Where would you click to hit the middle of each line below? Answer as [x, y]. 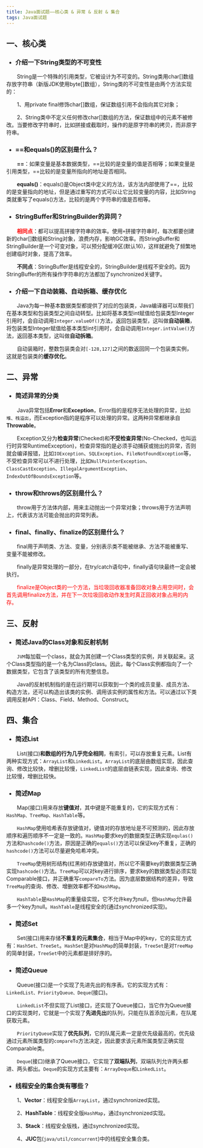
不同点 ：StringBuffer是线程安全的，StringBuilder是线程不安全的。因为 [104, 266]
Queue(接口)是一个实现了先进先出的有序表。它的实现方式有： [93, 985]
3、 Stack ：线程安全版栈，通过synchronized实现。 [80, 1126]
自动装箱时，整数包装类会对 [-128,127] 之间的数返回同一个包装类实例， [104, 349]
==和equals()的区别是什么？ [56, 150]
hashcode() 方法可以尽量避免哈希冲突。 [54, 851]
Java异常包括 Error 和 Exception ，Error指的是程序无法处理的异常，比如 [104, 410]
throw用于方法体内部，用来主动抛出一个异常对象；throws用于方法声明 [104, 507]
